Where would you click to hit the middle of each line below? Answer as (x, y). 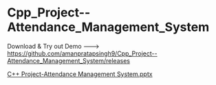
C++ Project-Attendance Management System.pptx (80, 74)
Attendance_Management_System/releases (69, 60)
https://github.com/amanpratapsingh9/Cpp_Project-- (82, 53)
